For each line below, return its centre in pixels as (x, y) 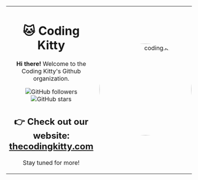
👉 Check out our (51, 121)
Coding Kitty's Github (51, 71)
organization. (51, 79)
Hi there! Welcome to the (51, 64)
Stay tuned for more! (51, 162)
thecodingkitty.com (51, 146)
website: (51, 135)
